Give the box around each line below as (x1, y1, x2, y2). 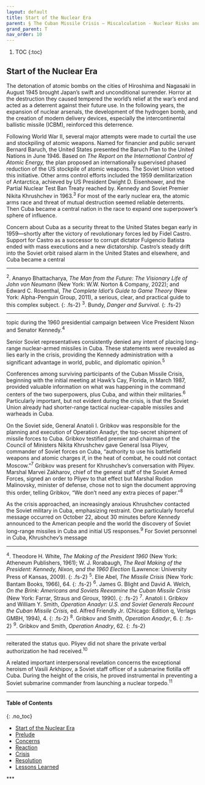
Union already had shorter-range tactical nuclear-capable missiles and (6, 403, 184, 411)
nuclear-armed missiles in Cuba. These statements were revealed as (22, 344, 195, 352)
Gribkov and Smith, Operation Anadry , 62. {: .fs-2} (19, 622, 146, 630)
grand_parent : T (6, 26, 48, 32)
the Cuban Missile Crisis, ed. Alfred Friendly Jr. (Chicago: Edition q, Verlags (6, 607, 196, 614)
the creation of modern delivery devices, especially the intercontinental (6, 114, 185, 122)
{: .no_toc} (6, 712, 32, 720)
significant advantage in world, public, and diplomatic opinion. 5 (6, 357, 165, 366)
